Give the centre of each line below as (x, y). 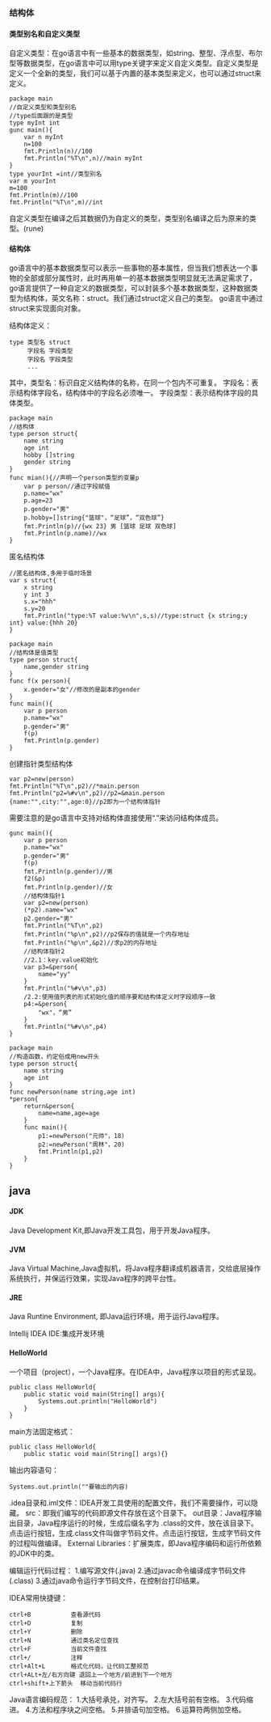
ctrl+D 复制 (46, 1623)
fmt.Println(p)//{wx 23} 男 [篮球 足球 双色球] (100, 527)
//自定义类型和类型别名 (43, 108)
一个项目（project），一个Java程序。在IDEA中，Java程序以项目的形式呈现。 (135, 1372)
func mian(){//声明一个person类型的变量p (74, 478)
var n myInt (44, 138)
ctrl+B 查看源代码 (55, 1614)
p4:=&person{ (46, 1005)
